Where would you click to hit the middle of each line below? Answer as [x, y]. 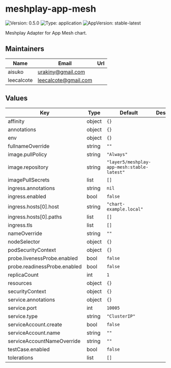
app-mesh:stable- [127, 167]
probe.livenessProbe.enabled [43, 258]
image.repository [28, 167]
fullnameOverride [29, 146]
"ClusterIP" [121, 316]
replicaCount [23, 275]
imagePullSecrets [29, 180]
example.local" [125, 209]
